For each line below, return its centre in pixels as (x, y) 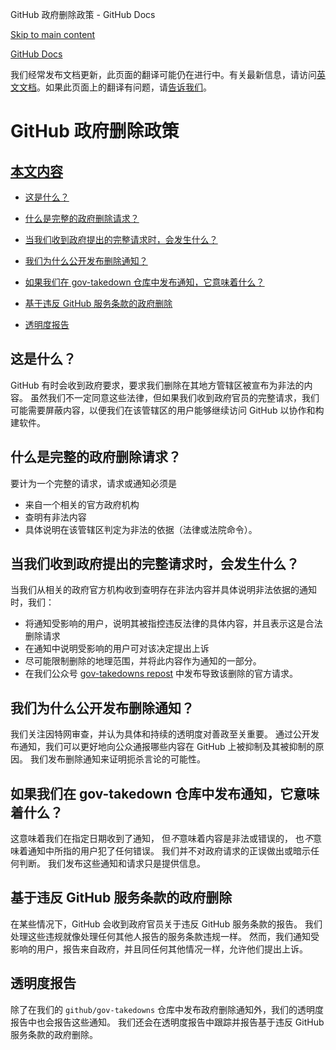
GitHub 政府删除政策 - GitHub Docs (83, 14)
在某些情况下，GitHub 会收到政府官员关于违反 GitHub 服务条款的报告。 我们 (166, 924)
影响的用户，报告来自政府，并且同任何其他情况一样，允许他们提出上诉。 (159, 949)
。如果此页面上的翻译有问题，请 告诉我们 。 (124, 87)
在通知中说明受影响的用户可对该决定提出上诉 (117, 649)
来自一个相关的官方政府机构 (82, 504)
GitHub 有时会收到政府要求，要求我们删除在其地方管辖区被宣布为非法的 (157, 385)
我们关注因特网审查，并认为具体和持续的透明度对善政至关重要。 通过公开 (160, 734)
